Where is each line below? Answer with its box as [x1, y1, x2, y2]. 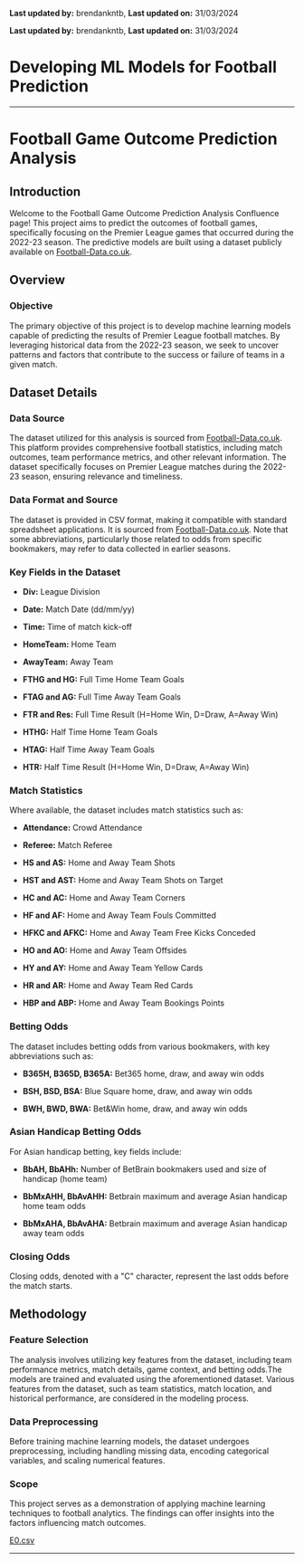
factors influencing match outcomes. [9, 1518, 147, 1529]
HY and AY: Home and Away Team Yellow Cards [22, 963, 204, 974]
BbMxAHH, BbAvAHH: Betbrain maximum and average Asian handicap [22, 1190, 288, 1202]
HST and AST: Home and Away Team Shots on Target [22, 875, 223, 886]
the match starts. [9, 1281, 72, 1291]
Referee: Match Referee [22, 840, 113, 851]
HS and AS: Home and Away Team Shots [22, 857, 176, 868]
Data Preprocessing [9, 1415, 99, 1428]
